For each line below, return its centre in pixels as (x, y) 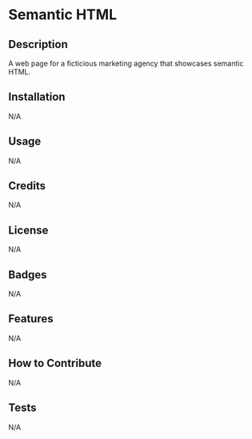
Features (31, 319)
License (28, 230)
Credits (27, 186)
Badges (28, 275)
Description (38, 44)
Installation (37, 97)
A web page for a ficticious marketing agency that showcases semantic (126, 63)
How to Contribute (55, 363)
